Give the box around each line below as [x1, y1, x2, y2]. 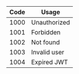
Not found [31, 38, 60, 46]
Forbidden [31, 28, 61, 36]
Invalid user [31, 48, 65, 56]
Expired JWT [31, 58, 68, 66]
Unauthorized [31, 18, 70, 26]
